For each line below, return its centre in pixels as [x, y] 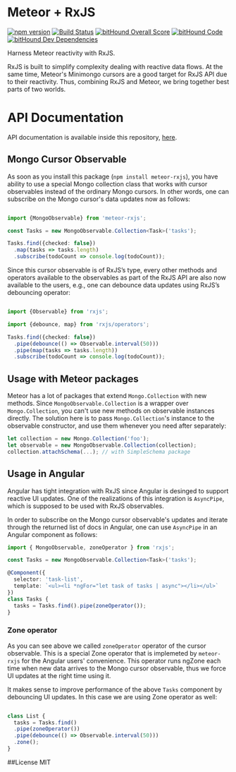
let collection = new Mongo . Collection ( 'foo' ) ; [79, 439]
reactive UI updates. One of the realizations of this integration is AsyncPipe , [116, 498]
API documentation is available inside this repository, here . [92, 137]
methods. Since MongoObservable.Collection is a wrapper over [98, 404]
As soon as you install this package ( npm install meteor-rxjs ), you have [113, 176]
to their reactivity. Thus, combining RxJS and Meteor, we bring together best [118, 81]
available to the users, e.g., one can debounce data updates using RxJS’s [113, 285]
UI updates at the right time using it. [59, 675]
